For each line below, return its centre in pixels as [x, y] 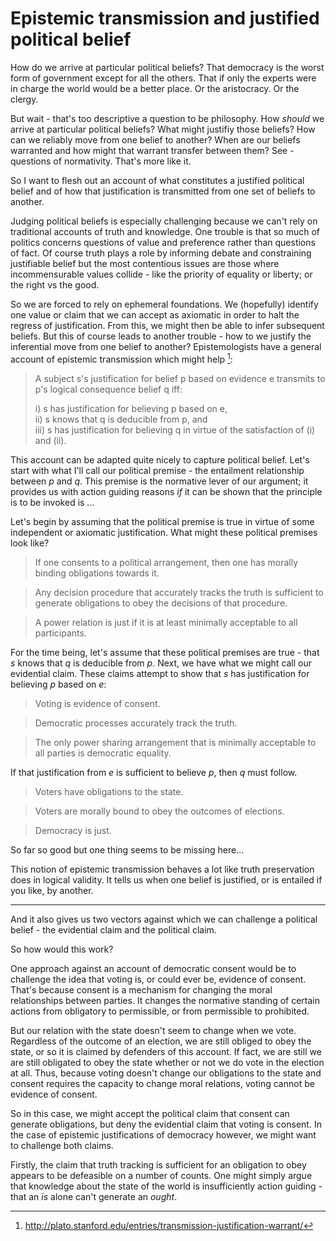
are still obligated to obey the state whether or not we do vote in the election [167, 1062]
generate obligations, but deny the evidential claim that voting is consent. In [166, 1124]
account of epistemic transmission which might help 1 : [121, 358]
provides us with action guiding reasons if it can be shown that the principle [166, 491]
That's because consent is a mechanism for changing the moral [141, 989]
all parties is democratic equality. [103, 753]
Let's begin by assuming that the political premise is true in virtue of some [162, 521]
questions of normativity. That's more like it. [101, 161]
